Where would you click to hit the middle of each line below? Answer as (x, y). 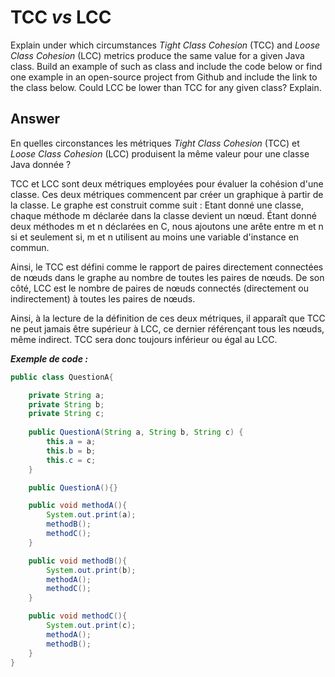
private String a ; (66, 395)
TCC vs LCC (61, 17)
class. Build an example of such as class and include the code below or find (166, 66)
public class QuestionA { (62, 377)
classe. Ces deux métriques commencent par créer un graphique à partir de (167, 194)
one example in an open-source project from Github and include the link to (164, 77)
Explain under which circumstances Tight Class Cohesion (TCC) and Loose (165, 45)
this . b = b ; (71, 451)
